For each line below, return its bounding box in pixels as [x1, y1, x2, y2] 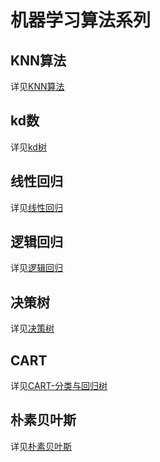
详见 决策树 [10, 322, 55, 335]
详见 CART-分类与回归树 [10, 380, 108, 392]
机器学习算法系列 [10, 9, 152, 32]
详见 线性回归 [10, 201, 63, 213]
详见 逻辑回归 [10, 262, 63, 274]
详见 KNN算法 [10, 81, 65, 92]
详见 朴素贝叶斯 [10, 440, 72, 452]
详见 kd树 [10, 141, 47, 153]
